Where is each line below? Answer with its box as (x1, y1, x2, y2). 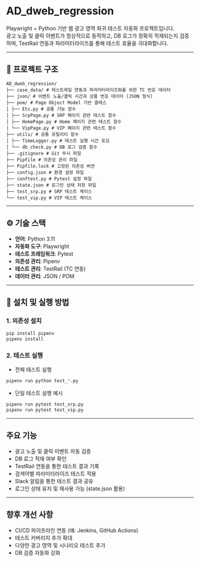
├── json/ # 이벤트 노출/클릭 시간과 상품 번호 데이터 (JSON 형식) (6, 93, 153, 99)
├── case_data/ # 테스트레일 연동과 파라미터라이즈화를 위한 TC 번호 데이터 (6, 87, 171, 93)
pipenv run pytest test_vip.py (6, 407, 84, 413)
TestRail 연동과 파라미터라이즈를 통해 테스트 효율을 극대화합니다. (18, 39, 168, 47)
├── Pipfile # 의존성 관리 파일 (6, 156, 78, 162)
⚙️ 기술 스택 (6, 218, 46, 228)
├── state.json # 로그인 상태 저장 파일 (6, 182, 96, 188)
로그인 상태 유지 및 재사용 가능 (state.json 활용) (14, 485, 125, 492)
